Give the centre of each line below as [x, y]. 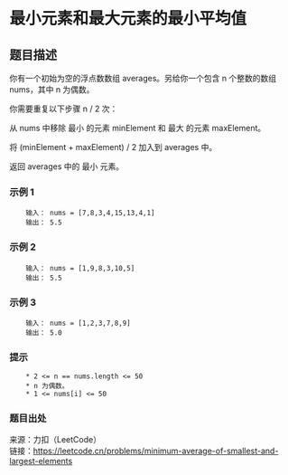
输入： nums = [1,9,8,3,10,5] [80, 268]
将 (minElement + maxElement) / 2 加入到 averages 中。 [113, 147]
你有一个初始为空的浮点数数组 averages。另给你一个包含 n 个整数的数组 [143, 78]
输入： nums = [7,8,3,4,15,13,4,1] [90, 214]
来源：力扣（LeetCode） [56, 440]
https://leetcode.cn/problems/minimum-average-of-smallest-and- [156, 451]
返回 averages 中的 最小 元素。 [67, 166]
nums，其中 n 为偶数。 [52, 90]
